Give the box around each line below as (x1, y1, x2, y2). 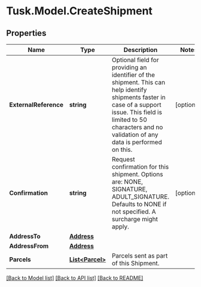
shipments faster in (111, 93, 166, 101)
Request (111, 155, 136, 163)
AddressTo (9, 232, 41, 240)
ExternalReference (9, 100, 64, 109)
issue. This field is (111, 108, 163, 116)
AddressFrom (9, 242, 49, 250)
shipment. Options (111, 170, 163, 178)
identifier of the (111, 71, 156, 79)
